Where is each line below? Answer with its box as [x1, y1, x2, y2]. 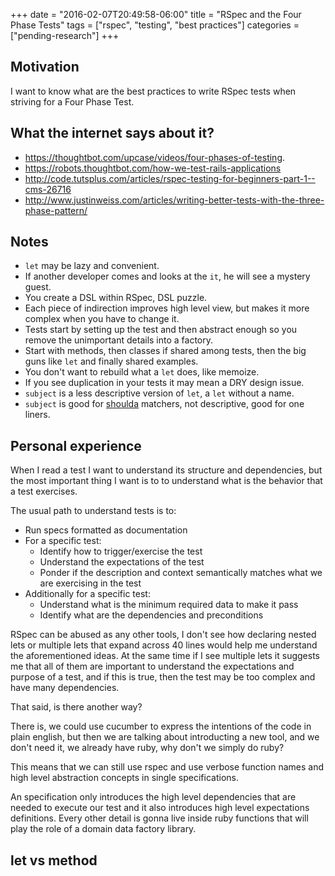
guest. [24, 281, 52, 293]
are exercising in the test [39, 577, 142, 589]
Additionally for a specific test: [24, 588, 151, 600]
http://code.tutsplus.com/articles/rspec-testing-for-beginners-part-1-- [24, 172, 316, 184]
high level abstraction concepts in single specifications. [10, 772, 239, 784]
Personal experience [10, 437, 142, 454]
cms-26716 [24, 183, 72, 195]
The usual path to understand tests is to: [10, 505, 177, 517]
